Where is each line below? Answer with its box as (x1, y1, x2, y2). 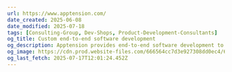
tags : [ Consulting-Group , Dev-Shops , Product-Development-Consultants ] (7, 29, 217, 36)
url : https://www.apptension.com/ (7, 10, 107, 17)
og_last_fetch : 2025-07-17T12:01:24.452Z (7, 55, 128, 62)
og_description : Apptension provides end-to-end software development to (7, 42, 224, 49)
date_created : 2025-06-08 (7, 16, 81, 23)
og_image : (7, 49, 36, 56)
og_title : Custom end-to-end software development (7, 36, 156, 43)
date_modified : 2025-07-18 (7, 23, 85, 29)
